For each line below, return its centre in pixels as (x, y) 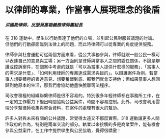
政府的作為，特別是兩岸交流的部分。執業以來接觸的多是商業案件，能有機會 (84, 124)
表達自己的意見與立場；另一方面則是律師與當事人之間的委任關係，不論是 (82, 61)
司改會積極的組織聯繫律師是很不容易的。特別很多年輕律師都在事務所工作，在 (82, 95)
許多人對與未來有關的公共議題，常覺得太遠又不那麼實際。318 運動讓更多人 (80, 118)
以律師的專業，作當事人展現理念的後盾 (83, 10)
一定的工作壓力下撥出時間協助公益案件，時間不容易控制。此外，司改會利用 (80, 102)
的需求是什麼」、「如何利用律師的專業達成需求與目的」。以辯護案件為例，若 (79, 73)
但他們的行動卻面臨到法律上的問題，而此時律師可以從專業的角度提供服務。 (80, 44)
